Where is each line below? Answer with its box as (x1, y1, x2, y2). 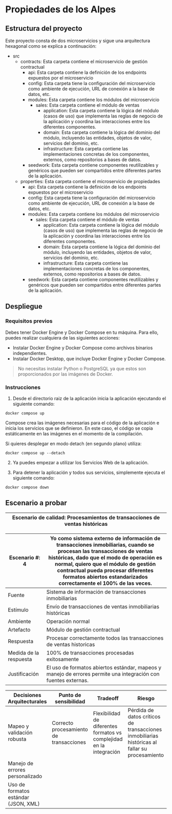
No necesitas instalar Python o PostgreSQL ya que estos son (17, 365, 146, 371)
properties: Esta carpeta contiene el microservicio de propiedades (20, 178, 160, 184)
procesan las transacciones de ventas (57, 547, 153, 554)
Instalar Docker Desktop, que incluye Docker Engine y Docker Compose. (12, 355, 166, 362)
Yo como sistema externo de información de (50, 534, 161, 542)
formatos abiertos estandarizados (62, 573, 148, 580)
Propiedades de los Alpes (5, 4, 116, 15)
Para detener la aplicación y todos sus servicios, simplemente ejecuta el (12, 469, 165, 475)
